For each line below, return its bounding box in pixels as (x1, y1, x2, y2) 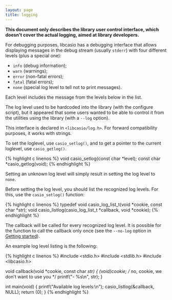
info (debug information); (12, 62, 67, 68)
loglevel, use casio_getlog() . (5, 145, 67, 151)
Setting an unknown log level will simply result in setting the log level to (5, 171, 155, 177)
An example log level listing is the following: (5, 243, 97, 249)
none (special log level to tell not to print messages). (12, 84, 122, 90)
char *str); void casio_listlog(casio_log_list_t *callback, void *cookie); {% (5, 206, 159, 213)
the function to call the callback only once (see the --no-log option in (5, 227, 152, 234)
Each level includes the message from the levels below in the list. (5, 94, 142, 100)
